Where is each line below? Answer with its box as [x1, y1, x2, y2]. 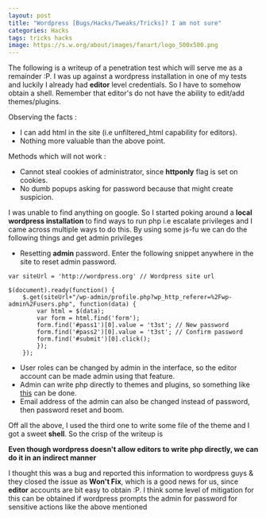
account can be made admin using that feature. [19, 372, 175, 381]
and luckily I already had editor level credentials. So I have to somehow [8, 80, 241, 90]
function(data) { [79, 300, 137, 309]
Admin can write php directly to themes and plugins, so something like [19, 380, 250, 390]
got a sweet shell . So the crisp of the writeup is [8, 429, 164, 438]
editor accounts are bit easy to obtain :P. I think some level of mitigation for [8, 485, 254, 495]
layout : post [8, 11, 52, 20]
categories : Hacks [8, 26, 69, 34]
